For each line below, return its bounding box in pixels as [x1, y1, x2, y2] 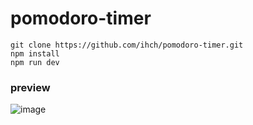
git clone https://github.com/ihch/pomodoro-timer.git [10, 40, 244, 50]
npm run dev [10, 57, 60, 67]
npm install [10, 48, 60, 59]
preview [10, 80, 51, 94]
